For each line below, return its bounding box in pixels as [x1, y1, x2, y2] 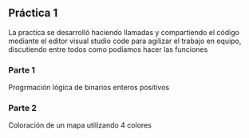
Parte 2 [8, 103, 38, 114]
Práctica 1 [8, 6, 58, 20]
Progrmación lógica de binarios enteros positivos [8, 83, 170, 93]
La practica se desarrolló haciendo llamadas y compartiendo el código [8, 27, 239, 37]
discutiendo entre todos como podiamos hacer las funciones [8, 44, 208, 54]
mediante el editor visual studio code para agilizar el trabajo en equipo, [8, 36, 242, 45]
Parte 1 [8, 64, 36, 75]
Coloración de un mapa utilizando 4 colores [8, 120, 152, 130]
